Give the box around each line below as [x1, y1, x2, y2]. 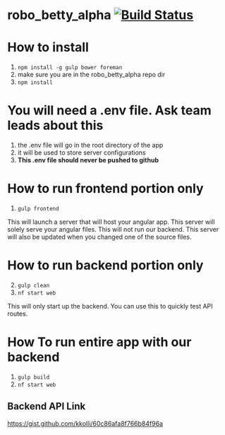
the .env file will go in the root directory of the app [17, 141, 164, 150]
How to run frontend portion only [7, 181, 204, 197]
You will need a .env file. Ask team [7, 102, 212, 119]
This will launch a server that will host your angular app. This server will [7, 218, 215, 226]
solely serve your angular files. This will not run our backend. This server [7, 225, 219, 233]
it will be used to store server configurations [17, 148, 146, 157]
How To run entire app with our [7, 334, 192, 350]
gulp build [17, 374, 50, 381]
